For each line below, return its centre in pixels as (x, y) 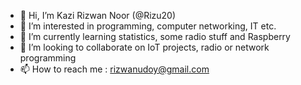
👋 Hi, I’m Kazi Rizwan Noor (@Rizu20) (98, 15)
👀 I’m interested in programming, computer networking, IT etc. (148, 26)
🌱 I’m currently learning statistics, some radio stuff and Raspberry (155, 36)
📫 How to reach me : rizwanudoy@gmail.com (114, 69)
